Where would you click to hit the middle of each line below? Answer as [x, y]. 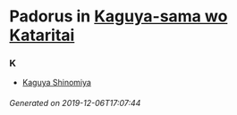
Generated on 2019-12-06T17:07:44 [75, 103]
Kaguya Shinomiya [57, 83]
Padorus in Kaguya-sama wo [118, 16]
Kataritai [42, 35]
